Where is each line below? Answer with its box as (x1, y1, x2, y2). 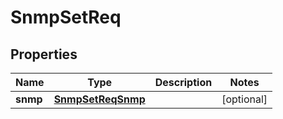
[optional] (221, 92, 268, 106)
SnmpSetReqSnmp (53, 92, 146, 106)
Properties (10, 46, 78, 63)
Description (154, 76, 213, 89)
